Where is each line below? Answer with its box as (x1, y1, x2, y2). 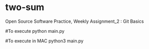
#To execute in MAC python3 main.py (5, 37, 84, 44)
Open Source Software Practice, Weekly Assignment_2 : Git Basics (5, 18, 144, 24)
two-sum (5, 2, 44, 13)
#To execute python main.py (5, 28, 65, 34)
